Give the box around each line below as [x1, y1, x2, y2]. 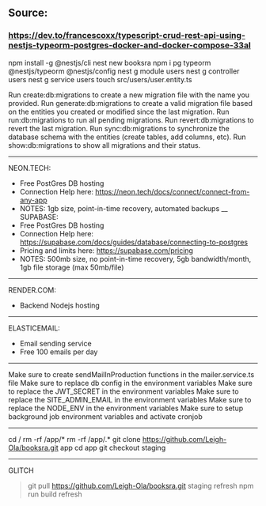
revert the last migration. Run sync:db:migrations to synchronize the [8, 123, 230, 133]
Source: [8, 6, 48, 20]
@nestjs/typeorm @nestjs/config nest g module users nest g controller [8, 66, 240, 76]
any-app [19, 195, 47, 205]
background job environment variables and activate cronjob [8, 411, 203, 421]
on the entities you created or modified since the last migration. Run [8, 107, 230, 116]
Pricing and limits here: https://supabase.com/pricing [19, 245, 194, 255]
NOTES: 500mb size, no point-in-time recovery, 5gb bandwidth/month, [19, 254, 252, 263]
